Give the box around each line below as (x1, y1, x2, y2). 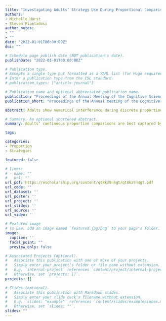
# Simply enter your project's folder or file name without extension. (5, 262, 161, 268)
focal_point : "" (9, 240, 43, 245)
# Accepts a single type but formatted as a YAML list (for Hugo (5, 71, 142, 76)
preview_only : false (9, 244, 52, 250)
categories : (5, 139, 30, 144)
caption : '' (9, 235, 35, 240)
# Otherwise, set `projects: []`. (5, 272, 81, 277)
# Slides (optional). (5, 285, 50, 290)
